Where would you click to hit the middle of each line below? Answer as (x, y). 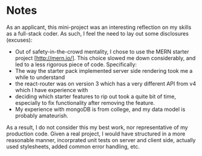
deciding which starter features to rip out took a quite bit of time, (96, 96)
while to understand (40, 77)
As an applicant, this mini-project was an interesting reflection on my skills (99, 27)
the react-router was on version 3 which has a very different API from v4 (106, 83)
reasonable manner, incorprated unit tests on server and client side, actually (101, 140)
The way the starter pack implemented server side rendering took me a (104, 70)
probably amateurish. (41, 116)
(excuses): (19, 40)
